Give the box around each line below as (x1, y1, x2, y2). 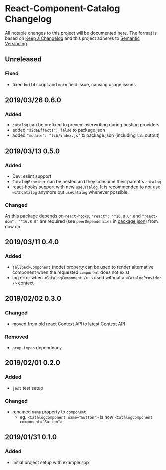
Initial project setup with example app (12, 459, 89, 465)
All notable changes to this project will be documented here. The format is (5, 30, 157, 36)
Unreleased (5, 55, 42, 64)
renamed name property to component (12, 409, 86, 415)
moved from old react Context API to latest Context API (12, 321, 125, 327)
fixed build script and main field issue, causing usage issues (12, 81, 136, 87)
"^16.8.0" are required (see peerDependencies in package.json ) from (18, 218, 158, 224)
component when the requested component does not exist (12, 269, 130, 275)
